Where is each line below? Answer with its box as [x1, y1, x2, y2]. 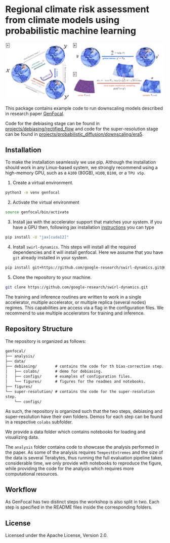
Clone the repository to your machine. [12, 274, 92, 280]
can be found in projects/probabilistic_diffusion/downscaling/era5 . [5, 131, 144, 137]
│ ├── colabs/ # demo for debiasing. [5, 369, 103, 374]
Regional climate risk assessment [5, 4, 150, 15]
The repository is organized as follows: [5, 338, 87, 344]
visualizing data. [5, 434, 39, 440]
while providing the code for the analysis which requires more [5, 465, 134, 472]
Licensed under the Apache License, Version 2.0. [5, 532, 108, 538]
